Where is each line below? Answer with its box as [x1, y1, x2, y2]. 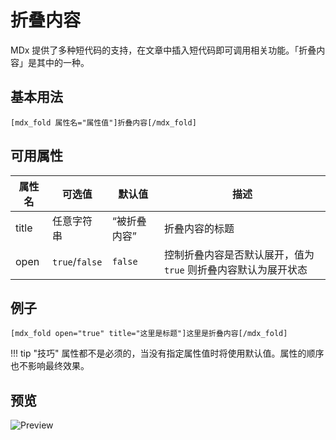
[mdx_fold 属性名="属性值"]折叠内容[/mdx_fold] [10, 117, 197, 128]
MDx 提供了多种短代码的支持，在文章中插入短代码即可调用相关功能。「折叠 [10, 44, 317, 56]
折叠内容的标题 [163, 221, 235, 235]
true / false [52, 254, 103, 268]
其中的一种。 [36, 56, 90, 68]
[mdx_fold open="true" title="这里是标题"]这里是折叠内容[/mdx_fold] [10, 329, 288, 339]
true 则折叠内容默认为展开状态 [163, 262, 308, 276]
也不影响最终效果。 [10, 360, 90, 372]
